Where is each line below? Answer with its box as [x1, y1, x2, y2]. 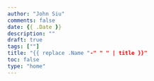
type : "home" [7, 63, 46, 70]
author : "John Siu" [7, 10, 65, 18]
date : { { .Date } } [7, 23, 62, 30]
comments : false [7, 17, 55, 24]
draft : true [7, 37, 43, 44]
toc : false [7, 56, 40, 63]
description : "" [7, 30, 55, 37]
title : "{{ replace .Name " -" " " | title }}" [7, 50, 148, 57]
